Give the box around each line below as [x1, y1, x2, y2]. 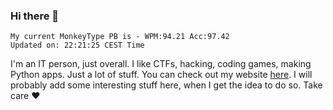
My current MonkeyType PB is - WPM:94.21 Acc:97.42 [10, 32, 230, 42]
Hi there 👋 [10, 9, 60, 23]
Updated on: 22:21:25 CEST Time [10, 40, 145, 51]
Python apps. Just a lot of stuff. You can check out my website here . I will [10, 69, 313, 81]
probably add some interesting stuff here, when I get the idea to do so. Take [10, 79, 323, 91]
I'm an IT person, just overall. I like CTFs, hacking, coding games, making [10, 58, 312, 70]
